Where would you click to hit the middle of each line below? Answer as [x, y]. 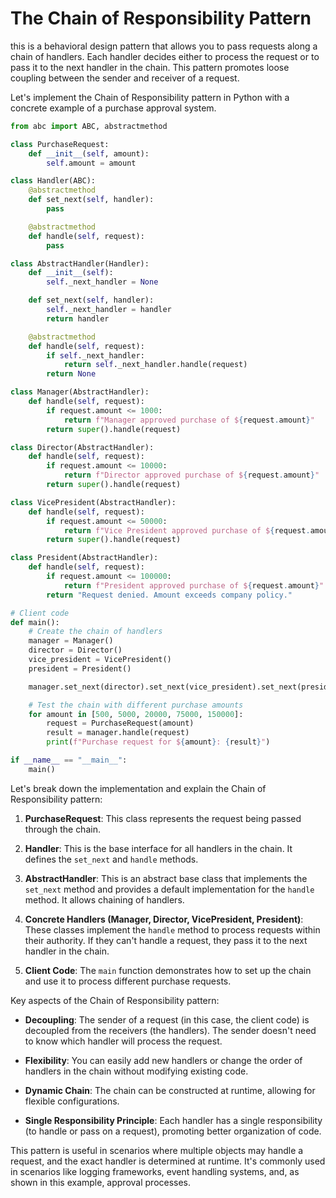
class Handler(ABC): [53, 181]
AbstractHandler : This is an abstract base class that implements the [166, 878]
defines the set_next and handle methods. [111, 859]
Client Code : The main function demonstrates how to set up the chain [168, 970]
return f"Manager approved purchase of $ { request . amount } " [189, 420]
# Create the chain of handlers [95, 632]
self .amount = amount [91, 163]
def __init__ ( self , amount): [89, 153]
